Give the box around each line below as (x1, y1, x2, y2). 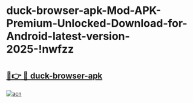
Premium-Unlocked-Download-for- (6, 16, 188, 30)
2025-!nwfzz (6, 42, 74, 56)
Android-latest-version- (6, 30, 130, 43)
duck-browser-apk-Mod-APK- (6, 4, 162, 18)
